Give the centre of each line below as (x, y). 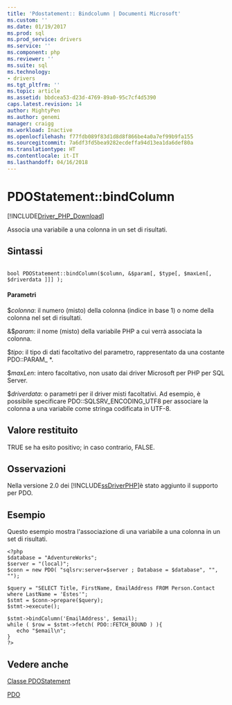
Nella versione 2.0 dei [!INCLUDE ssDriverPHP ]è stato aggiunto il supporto (113, 486)
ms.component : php (34, 53)
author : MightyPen (34, 111)
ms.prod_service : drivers (44, 40)
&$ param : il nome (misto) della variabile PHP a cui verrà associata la (105, 331)
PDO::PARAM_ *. (30, 359)
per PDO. (20, 493)
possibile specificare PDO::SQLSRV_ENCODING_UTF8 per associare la (108, 401)
